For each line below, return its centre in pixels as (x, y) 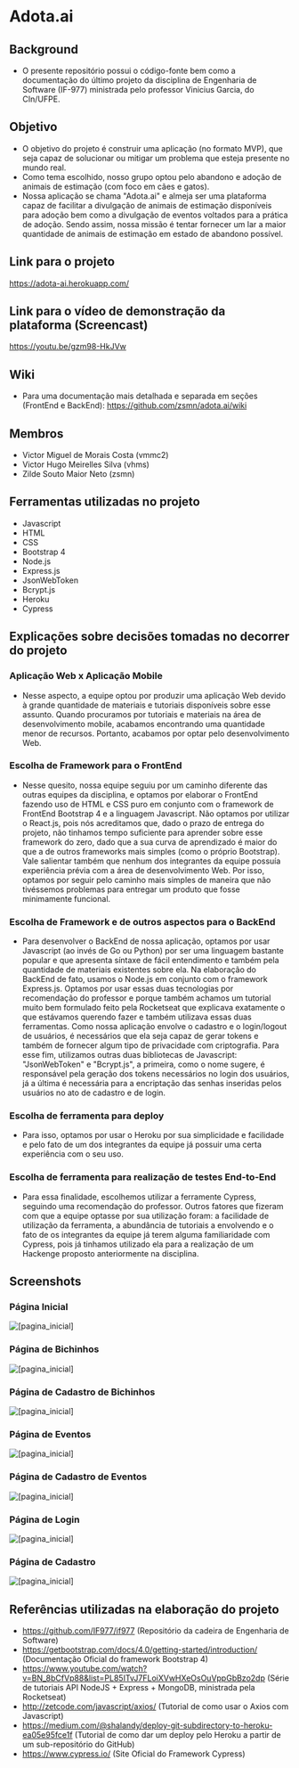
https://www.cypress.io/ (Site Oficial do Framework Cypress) (134, 1754)
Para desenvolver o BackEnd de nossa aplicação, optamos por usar (146, 941)
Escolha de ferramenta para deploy (87, 1116)
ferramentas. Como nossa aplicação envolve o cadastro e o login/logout (154, 1027)
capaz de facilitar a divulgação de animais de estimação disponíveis (147, 205)
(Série (278, 1678)
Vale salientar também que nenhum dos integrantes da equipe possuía (151, 861)
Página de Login (44, 1519)
